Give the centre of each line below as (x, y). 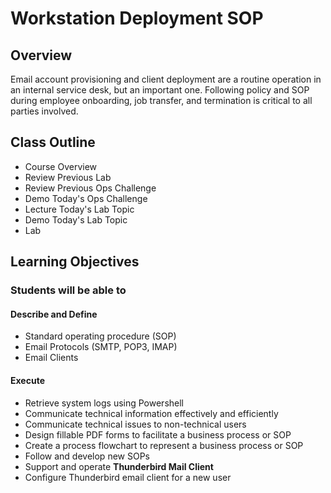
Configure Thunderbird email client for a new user (128, 477)
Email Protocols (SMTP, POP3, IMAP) (101, 347)
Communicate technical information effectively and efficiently (151, 413)
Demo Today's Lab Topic (76, 219)
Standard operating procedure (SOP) (100, 336)
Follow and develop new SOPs (87, 456)
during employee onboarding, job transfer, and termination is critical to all (161, 100)
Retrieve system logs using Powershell (104, 403)
